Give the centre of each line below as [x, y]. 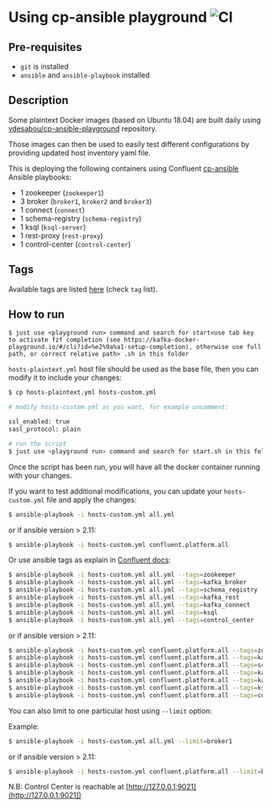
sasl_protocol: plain [45, 429]
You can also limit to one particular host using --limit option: [110, 710]
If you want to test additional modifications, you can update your [115, 491]
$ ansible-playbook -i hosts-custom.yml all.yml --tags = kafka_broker [128, 583]
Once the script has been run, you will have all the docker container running [134, 467]
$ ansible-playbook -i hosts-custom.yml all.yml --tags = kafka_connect [129, 605]
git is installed [44, 66]
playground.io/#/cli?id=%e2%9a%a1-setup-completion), [101, 347]
